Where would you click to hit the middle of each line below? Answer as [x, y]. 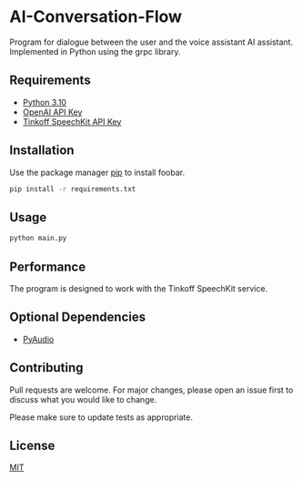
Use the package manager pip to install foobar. [97, 172]
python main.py [38, 239]
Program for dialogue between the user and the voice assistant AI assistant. [151, 42]
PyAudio [38, 339]
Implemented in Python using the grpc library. [95, 51]
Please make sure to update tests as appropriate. [101, 417]
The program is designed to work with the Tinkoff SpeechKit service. [139, 288]
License [32, 445]
